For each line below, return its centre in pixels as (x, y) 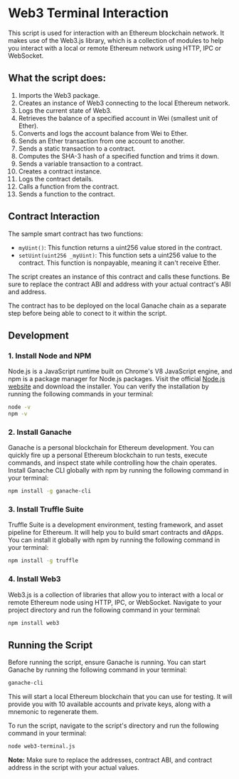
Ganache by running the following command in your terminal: (97, 670)
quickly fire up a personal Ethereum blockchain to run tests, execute (108, 456)
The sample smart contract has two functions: (75, 233)
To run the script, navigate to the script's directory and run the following (113, 725)
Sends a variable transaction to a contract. (80, 164)
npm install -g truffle (43, 561)
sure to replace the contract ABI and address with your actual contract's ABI (119, 284)
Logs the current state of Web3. (65, 110)
